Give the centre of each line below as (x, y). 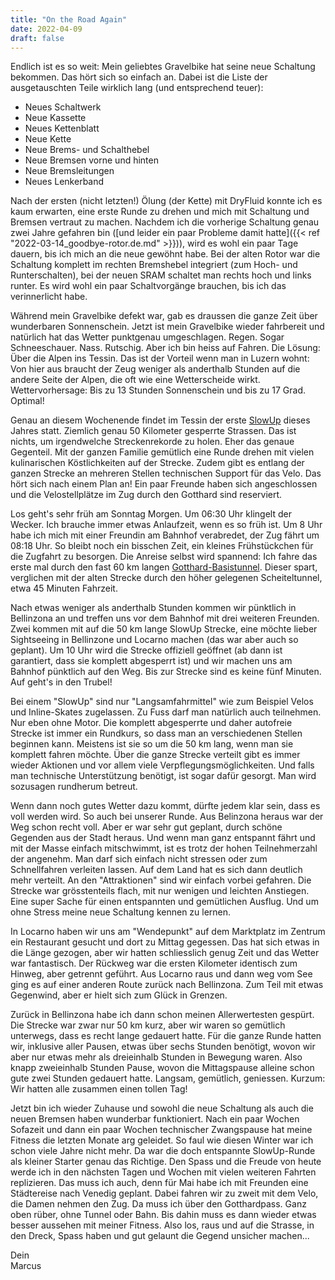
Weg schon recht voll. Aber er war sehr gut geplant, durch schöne (146, 827)
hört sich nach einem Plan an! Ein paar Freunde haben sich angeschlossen (164, 484)
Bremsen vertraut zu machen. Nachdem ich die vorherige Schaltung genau (165, 222)
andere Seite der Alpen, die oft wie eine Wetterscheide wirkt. (135, 380)
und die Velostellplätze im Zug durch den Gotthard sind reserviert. (146, 495)
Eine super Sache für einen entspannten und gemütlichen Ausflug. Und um (164, 902)
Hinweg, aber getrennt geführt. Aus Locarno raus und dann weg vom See (161, 974)
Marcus (26, 1266)
